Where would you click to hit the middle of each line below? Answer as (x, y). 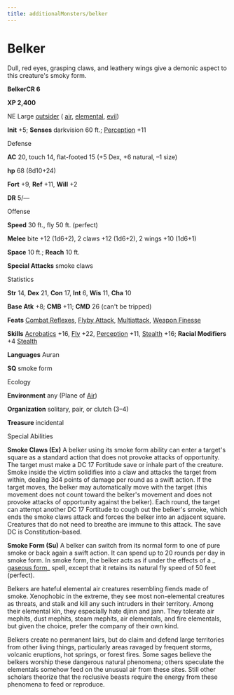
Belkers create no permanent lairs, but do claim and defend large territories (116, 640)
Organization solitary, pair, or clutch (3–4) (68, 409)
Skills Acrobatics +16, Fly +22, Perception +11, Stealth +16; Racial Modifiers (117, 333)
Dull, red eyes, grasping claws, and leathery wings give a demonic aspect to (117, 68)
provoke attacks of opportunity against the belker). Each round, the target (113, 501)
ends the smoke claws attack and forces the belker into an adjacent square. (117, 517)
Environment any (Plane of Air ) (53, 395)
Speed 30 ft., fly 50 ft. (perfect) (53, 224)
